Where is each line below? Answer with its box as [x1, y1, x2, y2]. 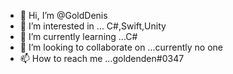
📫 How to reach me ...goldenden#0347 [19, 53, 185, 64]
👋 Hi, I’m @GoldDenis [19, 10, 108, 21]
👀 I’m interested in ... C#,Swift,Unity [19, 20, 167, 32]
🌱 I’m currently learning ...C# [19, 31, 138, 42]
